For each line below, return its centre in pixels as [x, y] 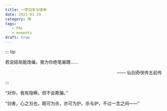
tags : [11, 24]
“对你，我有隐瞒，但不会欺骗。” [37, 93]
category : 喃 [18, 19]
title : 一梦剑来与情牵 [26, 10]
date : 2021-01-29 [23, 14]
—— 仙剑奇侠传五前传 [139, 72]
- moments [22, 33]
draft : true [17, 38]
